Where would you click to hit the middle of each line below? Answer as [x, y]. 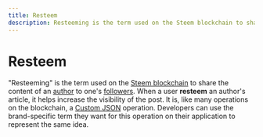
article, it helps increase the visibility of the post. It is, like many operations [128, 99]
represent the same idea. [49, 124]
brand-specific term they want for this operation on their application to [122, 116]
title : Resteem [33, 15]
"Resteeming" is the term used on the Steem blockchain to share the [119, 83]
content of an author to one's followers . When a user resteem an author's [127, 92]
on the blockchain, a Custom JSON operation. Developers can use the [121, 108]
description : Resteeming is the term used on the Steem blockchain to [126, 23]
